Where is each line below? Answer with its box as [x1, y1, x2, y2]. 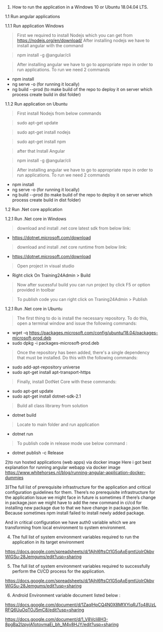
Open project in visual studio [16, 263, 74, 269]
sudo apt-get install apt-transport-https [12, 369, 91, 375]
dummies [5, 475, 24, 480]
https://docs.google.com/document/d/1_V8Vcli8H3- [5, 616, 108, 622]
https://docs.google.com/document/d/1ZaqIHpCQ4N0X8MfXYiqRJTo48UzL [5, 602, 157, 607]
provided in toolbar [16, 287, 55, 293]
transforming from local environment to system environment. [5, 525, 127, 530]
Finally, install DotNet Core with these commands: [16, 379, 117, 385]
